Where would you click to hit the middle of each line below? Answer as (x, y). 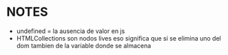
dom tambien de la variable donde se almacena (84, 45)
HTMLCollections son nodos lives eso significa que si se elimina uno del (118, 38)
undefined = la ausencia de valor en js (71, 31)
